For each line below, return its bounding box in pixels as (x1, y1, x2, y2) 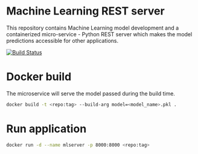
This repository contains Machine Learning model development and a (6, 24, 179, 31)
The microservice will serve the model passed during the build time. (6, 89, 175, 97)
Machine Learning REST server (6, 4, 165, 18)
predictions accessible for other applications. (6, 37, 119, 44)
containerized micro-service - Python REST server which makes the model (6, 30, 193, 37)
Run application (6, 122, 87, 135)
